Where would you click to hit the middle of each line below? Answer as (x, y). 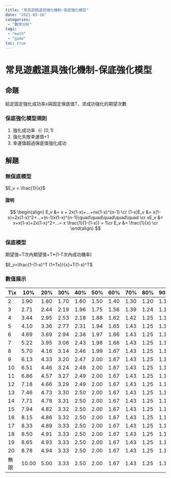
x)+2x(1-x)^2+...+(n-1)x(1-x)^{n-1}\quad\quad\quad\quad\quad (73, 217)
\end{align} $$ (85, 228)
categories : (18, 19)
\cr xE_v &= (152, 217)
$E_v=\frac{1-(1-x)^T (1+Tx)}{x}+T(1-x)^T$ (49, 265)
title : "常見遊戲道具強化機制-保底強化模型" (47, 10)
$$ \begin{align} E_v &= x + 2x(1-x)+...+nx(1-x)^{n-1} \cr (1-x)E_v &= (81, 212)
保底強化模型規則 (26, 118)
